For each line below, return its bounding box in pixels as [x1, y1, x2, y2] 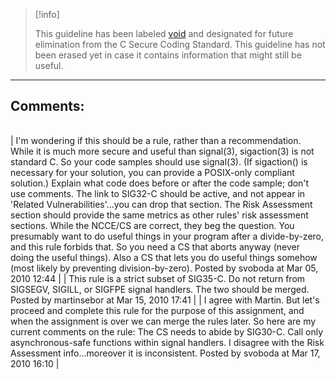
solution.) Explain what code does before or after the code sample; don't [10, 177, 310, 189]
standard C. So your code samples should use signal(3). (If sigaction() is [10, 155, 308, 168]
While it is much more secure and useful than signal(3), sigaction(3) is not [10, 145, 315, 157]
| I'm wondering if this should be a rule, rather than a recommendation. [10, 134, 302, 146]
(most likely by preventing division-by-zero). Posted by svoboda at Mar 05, [10, 262, 319, 274]
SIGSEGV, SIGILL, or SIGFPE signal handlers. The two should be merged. [10, 283, 310, 295]
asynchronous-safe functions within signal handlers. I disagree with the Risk [10, 336, 325, 348]
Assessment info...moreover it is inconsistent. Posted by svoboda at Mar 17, [10, 347, 321, 359]
